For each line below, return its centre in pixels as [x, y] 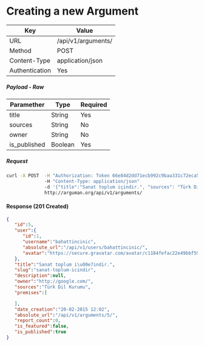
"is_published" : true [40, 332]
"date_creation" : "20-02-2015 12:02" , [62, 309]
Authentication [30, 70]
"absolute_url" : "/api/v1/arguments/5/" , [66, 315]
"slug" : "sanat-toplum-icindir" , [55, 270]
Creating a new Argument [72, 11]
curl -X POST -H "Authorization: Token [58, 175]
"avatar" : [35, 253]
